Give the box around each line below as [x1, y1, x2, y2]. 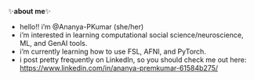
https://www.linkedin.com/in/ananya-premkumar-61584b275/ [19, 64, 219, 72]
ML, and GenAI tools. [19, 39, 88, 47]
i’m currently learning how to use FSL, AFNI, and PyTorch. [19, 47, 206, 56]
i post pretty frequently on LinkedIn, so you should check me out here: [19, 55, 247, 64]
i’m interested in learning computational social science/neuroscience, [19, 30, 244, 40]
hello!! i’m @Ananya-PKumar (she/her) [19, 23, 144, 31]
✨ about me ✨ [8, 7, 51, 16]
